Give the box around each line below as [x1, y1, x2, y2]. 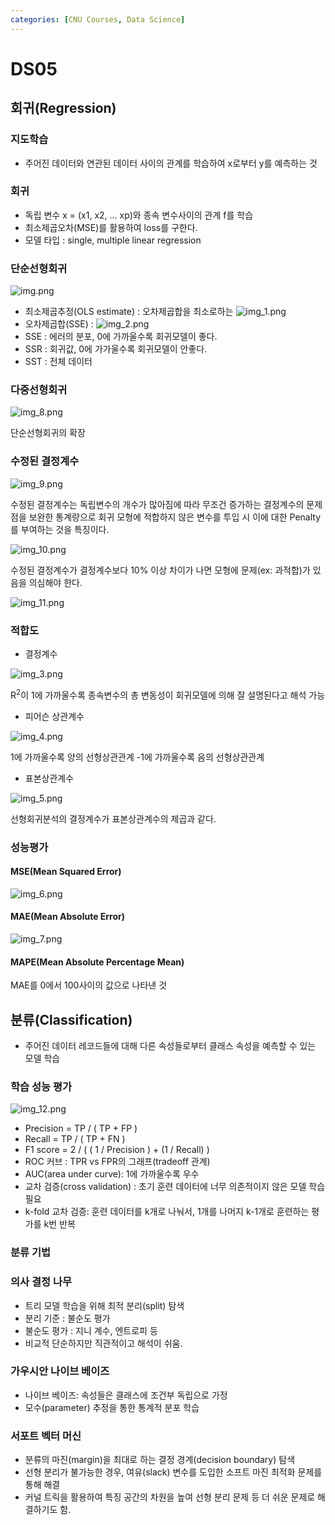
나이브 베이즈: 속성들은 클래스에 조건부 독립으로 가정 [24, 1389, 228, 1401]
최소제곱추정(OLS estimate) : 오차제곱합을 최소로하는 [24, 306, 234, 318]
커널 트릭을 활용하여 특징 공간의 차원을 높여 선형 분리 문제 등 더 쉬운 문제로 [24, 1491, 316, 1503]
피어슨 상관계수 [24, 710, 85, 722]
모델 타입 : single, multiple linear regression [24, 234, 202, 246]
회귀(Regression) [10, 100, 117, 117]
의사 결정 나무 [10, 1275, 73, 1289]
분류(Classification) [10, 1011, 133, 1028]
